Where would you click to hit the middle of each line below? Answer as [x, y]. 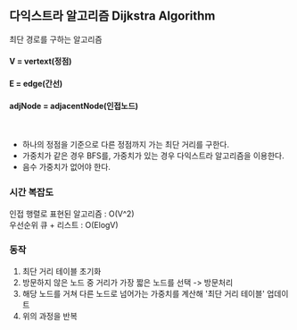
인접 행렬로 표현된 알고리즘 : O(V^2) [72, 214]
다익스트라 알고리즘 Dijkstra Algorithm [112, 16]
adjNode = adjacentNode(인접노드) [74, 106]
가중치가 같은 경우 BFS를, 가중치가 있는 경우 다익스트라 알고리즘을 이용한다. [153, 156]
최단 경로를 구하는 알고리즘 [56, 39]
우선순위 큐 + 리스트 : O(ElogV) [64, 224]
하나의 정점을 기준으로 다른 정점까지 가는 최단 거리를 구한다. [126, 145]
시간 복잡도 [32, 192]
